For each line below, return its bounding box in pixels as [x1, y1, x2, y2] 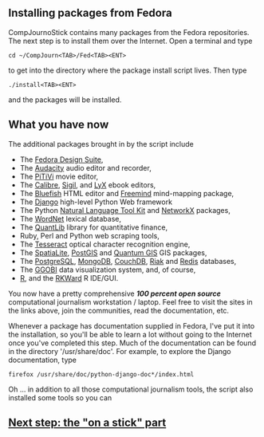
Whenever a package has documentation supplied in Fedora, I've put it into [8, 321, 255, 330]
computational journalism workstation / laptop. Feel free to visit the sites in [8, 297, 253, 306]
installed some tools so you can [8, 392, 112, 402]
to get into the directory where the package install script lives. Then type [8, 65, 247, 75]
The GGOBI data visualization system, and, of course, [19, 265, 196, 274]
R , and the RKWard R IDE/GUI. [19, 273, 119, 282]
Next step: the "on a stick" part [8, 416, 167, 430]
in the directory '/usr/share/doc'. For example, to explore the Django [8, 346, 231, 356]
